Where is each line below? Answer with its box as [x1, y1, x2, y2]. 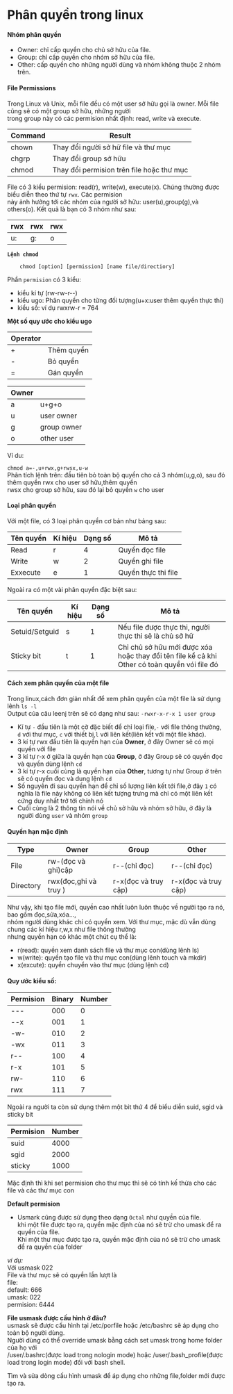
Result [110, 131, 132, 140]
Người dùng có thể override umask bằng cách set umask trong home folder [7, 1336, 223, 1345]
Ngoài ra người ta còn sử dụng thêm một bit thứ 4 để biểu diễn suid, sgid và [7, 1103, 223, 1111]
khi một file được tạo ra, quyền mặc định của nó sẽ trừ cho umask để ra [17, 1220, 222, 1229]
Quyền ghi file [118, 556, 164, 566]
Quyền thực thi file [118, 567, 178, 577]
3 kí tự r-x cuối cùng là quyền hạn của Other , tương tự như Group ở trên [17, 767, 222, 775]
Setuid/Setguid [10, 626, 60, 636]
